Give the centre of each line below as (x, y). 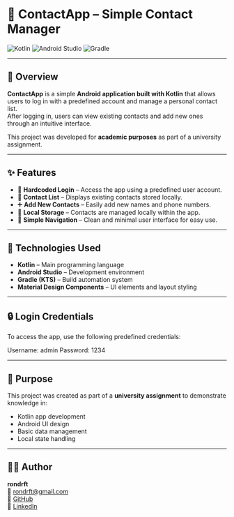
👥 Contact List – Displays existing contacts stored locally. (100, 197)
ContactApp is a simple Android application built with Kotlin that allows (111, 93)
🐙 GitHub (20, 499)
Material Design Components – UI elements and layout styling (107, 287)
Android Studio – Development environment (81, 272)
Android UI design (43, 424)
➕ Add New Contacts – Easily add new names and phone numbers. (114, 204)
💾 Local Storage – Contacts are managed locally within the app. (109, 212)
